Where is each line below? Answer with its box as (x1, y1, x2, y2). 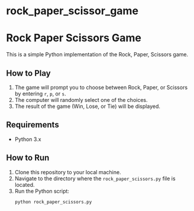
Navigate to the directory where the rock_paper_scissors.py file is (14, 175, 176, 182)
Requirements (6, 120, 59, 130)
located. (14, 181, 35, 188)
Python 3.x (14, 135, 41, 143)
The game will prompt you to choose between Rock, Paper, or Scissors (14, 84, 188, 91)
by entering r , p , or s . (14, 90, 66, 97)
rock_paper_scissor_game (6, 4, 139, 18)
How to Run (6, 153, 50, 163)
